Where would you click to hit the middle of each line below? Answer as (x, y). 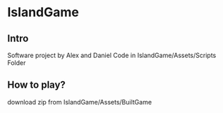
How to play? (36, 85)
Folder (17, 63)
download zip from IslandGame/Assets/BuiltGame (80, 102)
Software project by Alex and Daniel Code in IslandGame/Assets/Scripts (112, 55)
